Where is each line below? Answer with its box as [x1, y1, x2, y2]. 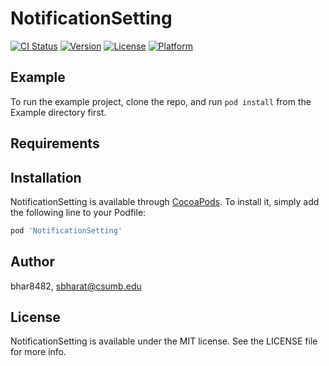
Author [10, 253, 55, 271]
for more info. [10, 346, 67, 358]
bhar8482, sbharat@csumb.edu [10, 280, 142, 292]
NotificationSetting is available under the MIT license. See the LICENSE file [10, 335, 318, 347]
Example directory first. [10, 106, 107, 118]
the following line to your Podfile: [10, 206, 147, 218]
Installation [10, 169, 82, 186]
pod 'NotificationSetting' [10, 225, 123, 236]
